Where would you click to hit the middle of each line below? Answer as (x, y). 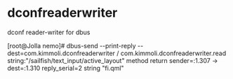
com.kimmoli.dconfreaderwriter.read (173, 53)
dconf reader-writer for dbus (49, 32)
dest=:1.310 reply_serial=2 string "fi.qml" (66, 68)
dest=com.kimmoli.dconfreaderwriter (61, 53)
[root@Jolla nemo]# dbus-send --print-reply (72, 45)
